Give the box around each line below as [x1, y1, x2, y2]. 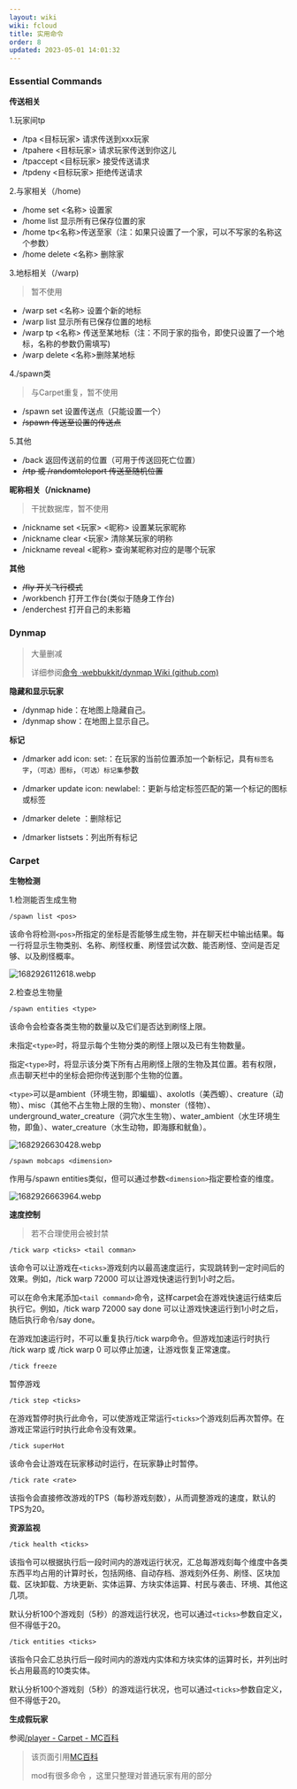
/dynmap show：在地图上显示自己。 [21, 715, 155, 726]
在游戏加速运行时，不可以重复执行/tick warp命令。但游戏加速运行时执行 [9, 1333, 271, 1344]
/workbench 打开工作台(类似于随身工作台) [21, 593, 175, 604]
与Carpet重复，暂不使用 [30, 387, 118, 398]
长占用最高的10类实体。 [9, 1665, 95, 1676]
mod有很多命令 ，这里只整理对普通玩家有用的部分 [30, 1770, 212, 1781]
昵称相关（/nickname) [9, 484, 91, 496]
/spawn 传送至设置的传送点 [21, 417, 122, 428]
